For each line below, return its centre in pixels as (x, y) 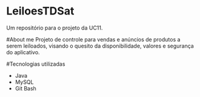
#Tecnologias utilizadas (36, 64)
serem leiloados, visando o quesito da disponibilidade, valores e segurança (100, 46)
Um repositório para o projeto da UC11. (55, 28)
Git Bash (25, 88)
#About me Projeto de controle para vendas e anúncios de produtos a (93, 39)
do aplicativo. (23, 52)
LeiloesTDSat (40, 11)
